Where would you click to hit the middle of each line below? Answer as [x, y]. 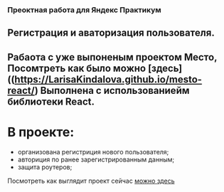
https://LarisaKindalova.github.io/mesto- [108, 79]
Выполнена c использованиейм [115, 90]
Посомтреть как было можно [77, 68]
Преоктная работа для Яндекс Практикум [84, 10]
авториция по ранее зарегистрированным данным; [96, 159]
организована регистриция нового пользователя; [93, 151]
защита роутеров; [45, 167]
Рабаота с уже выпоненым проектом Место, [112, 57]
